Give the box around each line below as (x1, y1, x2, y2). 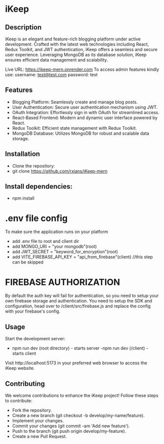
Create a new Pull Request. (12, 433, 67, 439)
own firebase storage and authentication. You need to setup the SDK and (5, 298, 153, 304)
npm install (12, 195, 35, 201)
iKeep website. (5, 365, 35, 371)
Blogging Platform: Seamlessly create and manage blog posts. (12, 99, 138, 105)
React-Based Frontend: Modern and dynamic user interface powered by (12, 115, 158, 120)
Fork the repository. (12, 407, 52, 413)
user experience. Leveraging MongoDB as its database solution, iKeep (5, 52, 147, 58)
